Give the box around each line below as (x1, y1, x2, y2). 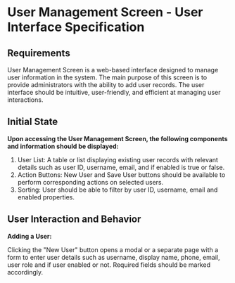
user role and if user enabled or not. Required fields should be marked (7, 261, 211, 269)
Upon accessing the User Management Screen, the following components (7, 134, 228, 143)
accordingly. (7, 268, 44, 276)
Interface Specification (7, 19, 145, 35)
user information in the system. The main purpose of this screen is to (7, 73, 208, 81)
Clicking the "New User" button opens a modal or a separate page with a (7, 245, 219, 254)
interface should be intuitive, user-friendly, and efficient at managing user (7, 88, 221, 96)
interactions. (7, 96, 44, 104)
